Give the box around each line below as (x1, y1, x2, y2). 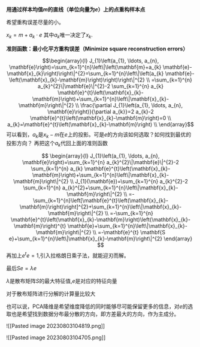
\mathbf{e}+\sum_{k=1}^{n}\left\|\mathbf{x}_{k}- (67, 222, 187, 230)
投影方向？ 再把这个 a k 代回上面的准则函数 (6, 139, 108, 148)
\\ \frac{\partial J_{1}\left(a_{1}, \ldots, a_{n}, (75, 101, 183, 108)
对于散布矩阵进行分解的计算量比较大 (6, 290, 96, 297)
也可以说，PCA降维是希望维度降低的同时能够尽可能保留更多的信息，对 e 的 (6, 303, 188, 310)
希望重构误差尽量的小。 (6, 19, 64, 26)
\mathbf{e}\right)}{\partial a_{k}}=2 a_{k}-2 (47, 108, 154, 115)
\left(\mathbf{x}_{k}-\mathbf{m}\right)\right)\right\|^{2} (8, 76, 146, 83)
